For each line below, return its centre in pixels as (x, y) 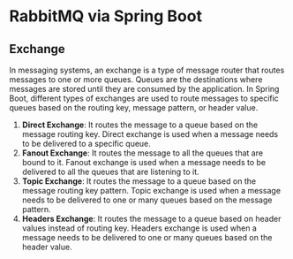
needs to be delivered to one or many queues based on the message (147, 200)
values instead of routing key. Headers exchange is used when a (139, 228)
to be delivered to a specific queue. (86, 144)
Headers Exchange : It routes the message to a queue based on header (151, 219)
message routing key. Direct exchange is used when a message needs (150, 134)
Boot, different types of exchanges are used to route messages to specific (144, 98)
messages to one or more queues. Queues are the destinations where (136, 80)
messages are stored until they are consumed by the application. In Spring (144, 89)
